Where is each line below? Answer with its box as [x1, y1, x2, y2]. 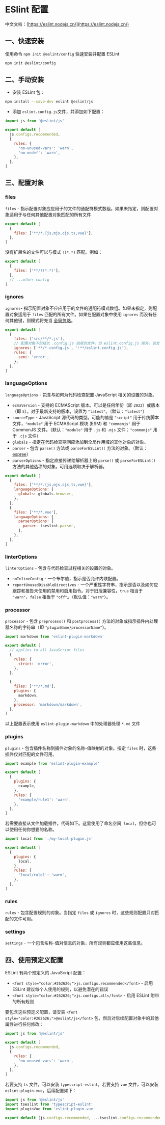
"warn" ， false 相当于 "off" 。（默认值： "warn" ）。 [12, 594, 111, 600]
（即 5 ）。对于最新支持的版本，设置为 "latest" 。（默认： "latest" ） [12, 408, 147, 414]
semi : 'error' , [18, 354, 50, 359]
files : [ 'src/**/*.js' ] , [14, 336, 65, 341]
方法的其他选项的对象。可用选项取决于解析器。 [12, 463, 107, 469]
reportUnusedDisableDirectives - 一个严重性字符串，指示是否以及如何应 [12, 582, 158, 588]
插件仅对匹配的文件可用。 [5, 751, 57, 757]
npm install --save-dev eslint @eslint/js [5, 99, 93, 104]
